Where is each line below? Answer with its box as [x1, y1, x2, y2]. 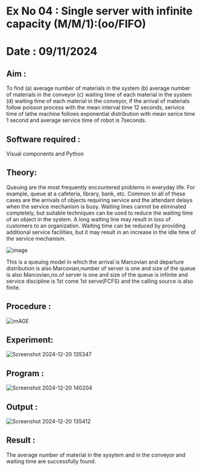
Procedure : [6, 302, 51, 312]
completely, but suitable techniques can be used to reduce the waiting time [6, 209, 193, 217]
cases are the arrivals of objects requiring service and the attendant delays [6, 196, 193, 203]
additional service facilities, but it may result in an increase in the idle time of [6, 228, 197, 236]
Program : [6, 368, 44, 378]
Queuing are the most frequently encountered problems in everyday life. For [6, 183, 195, 191]
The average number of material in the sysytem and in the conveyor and [6, 451, 186, 458]
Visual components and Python [6, 150, 84, 157]
